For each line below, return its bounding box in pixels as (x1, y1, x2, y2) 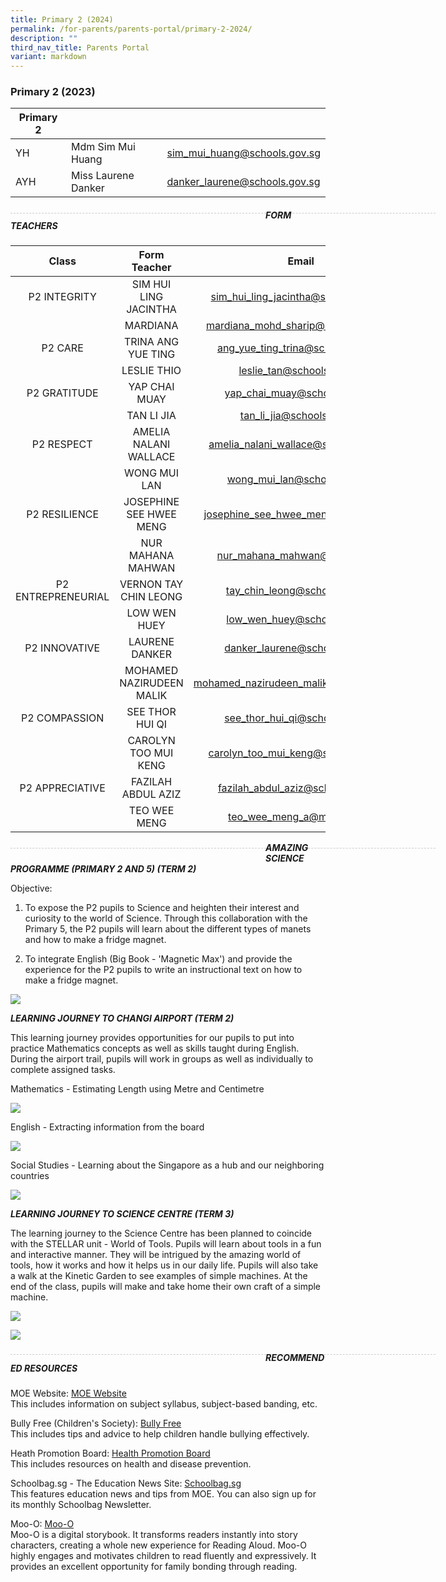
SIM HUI (131, 277, 172, 291)
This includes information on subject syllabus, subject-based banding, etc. (10, 1398, 318, 1410)
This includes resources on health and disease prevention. (10, 1458, 252, 1470)
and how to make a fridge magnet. (24, 934, 167, 946)
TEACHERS (10, 220, 58, 232)
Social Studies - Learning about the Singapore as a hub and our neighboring (10, 1159, 325, 1171)
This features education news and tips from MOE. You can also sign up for (10, 1488, 317, 1500)
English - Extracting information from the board (10, 1121, 205, 1133)
